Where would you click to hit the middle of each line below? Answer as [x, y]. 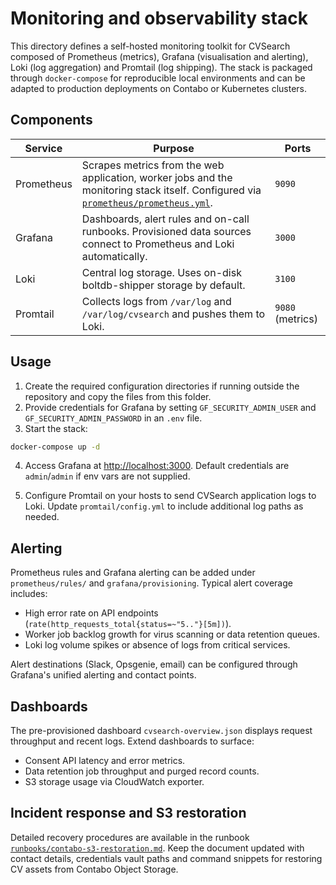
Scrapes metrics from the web [153, 165]
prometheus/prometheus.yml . [147, 202]
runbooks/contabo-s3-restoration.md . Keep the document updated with [157, 848]
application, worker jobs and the [157, 177]
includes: [29, 594]
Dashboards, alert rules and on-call [165, 219]
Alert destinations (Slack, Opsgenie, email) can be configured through [154, 664]
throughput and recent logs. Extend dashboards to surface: [132, 741]
